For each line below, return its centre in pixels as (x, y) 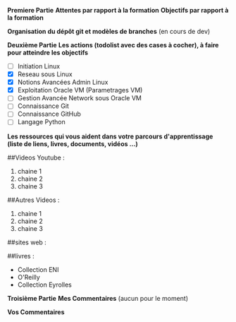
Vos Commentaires (36, 312)
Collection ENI (38, 269)
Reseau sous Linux (45, 74)
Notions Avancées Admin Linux (63, 82)
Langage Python (41, 122)
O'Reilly (29, 277)
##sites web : (27, 242)
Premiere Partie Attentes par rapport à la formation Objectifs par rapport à (118, 10)
